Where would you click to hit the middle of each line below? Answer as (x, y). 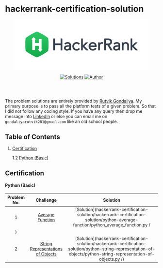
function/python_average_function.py (110, 225)
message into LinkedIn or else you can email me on (56, 117)
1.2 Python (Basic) (30, 158)
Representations (46, 249)
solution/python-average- (112, 220)
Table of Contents (33, 137)
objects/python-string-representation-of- (112, 254)
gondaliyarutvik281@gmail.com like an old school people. (62, 121)
